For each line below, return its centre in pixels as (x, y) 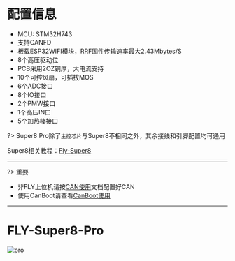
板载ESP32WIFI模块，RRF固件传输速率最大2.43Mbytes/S (99, 51)
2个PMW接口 (36, 103)
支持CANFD (34, 42)
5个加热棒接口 (38, 121)
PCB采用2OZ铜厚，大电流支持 (60, 68)
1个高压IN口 (34, 112)
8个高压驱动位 (38, 59)
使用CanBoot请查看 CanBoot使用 (64, 195)
